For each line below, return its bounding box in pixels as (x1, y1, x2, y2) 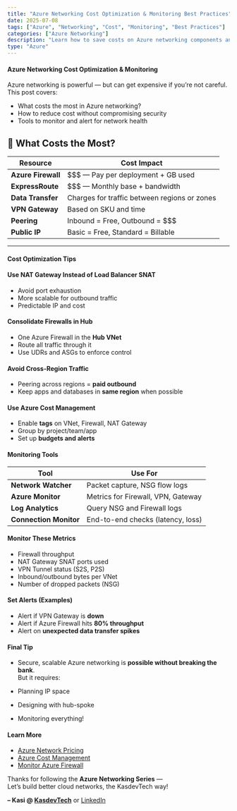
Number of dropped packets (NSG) (17, 580, 120, 588)
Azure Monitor (11, 492, 61, 501)
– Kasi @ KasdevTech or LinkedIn (7, 796, 106, 805)
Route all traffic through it (17, 341, 92, 349)
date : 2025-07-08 (7, 17, 59, 24)
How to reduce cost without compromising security (17, 109, 167, 118)
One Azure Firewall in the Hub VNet (17, 333, 122, 342)
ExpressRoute (11, 181, 59, 191)
